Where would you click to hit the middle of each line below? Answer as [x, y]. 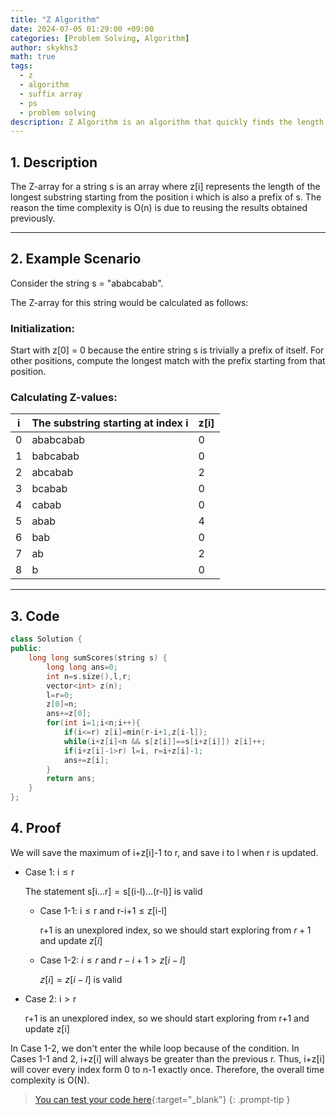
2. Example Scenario [76, 259]
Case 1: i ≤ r [49, 872]
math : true [33, 57]
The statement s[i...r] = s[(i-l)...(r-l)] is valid [113, 891]
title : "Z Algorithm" [55, 19]
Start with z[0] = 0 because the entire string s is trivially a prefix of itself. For [167, 350]
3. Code [35, 616]
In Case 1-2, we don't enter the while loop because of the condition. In [155, 1048]
